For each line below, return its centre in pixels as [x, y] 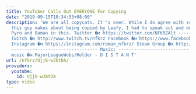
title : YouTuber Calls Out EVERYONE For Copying [66, 11]
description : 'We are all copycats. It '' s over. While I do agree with [95, 22]
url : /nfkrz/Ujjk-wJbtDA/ [37, 60]
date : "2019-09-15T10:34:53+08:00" [49, 17]
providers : [19, 66]
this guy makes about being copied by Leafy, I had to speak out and [97, 28]
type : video [20, 82]
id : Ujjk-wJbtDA [36, 76]
